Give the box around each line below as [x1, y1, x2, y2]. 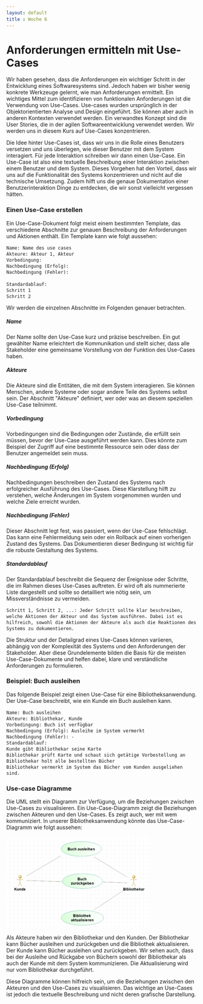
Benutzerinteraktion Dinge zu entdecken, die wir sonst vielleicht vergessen [6, 184, 193, 191]
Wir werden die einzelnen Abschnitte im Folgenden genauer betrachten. [6, 304, 186, 311]
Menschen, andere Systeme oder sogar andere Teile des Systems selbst [6, 388, 188, 395]
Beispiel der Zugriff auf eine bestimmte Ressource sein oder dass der [6, 443, 180, 450]
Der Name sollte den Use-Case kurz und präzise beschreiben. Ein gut [6, 333, 181, 341]
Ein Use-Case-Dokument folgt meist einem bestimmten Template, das [6, 219, 181, 227]
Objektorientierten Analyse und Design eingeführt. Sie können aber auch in [6, 108, 194, 115]
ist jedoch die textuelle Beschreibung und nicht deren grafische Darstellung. [6, 991, 196, 998]
